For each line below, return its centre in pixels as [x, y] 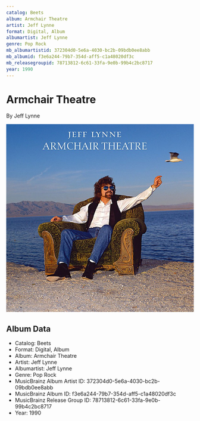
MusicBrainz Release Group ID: [53, 400]
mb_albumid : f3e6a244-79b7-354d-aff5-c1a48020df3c [70, 57]
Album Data [29, 329]
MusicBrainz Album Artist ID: [50, 381]
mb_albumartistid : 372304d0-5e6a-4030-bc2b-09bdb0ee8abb [78, 51]
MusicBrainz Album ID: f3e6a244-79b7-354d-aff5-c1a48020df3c [96, 394]
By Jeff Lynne [23, 116]
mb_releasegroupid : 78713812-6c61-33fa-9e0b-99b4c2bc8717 [79, 63]
